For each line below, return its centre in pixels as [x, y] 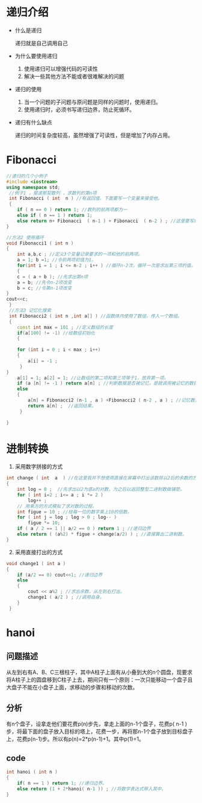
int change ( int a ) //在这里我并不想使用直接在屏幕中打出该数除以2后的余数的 [99, 478]
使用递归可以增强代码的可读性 [61, 69]
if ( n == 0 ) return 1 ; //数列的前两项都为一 [72, 210]
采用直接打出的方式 [39, 552]
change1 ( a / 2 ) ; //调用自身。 [66, 597]
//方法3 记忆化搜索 [30, 310]
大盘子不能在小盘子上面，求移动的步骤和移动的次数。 [72, 687]
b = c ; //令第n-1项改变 [44, 288]
